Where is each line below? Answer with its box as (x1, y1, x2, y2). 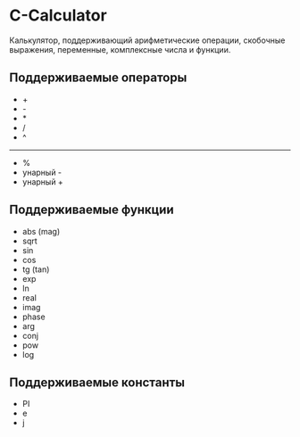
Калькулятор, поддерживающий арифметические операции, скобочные (9, 35, 286, 45)
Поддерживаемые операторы (9, 70, 187, 86)
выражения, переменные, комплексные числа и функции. (9, 44, 231, 54)
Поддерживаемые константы (9, 375, 186, 390)
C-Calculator (9, 5, 107, 26)
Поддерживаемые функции (9, 202, 174, 218)
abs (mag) (21, 226, 61, 236)
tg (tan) (21, 264, 50, 275)
